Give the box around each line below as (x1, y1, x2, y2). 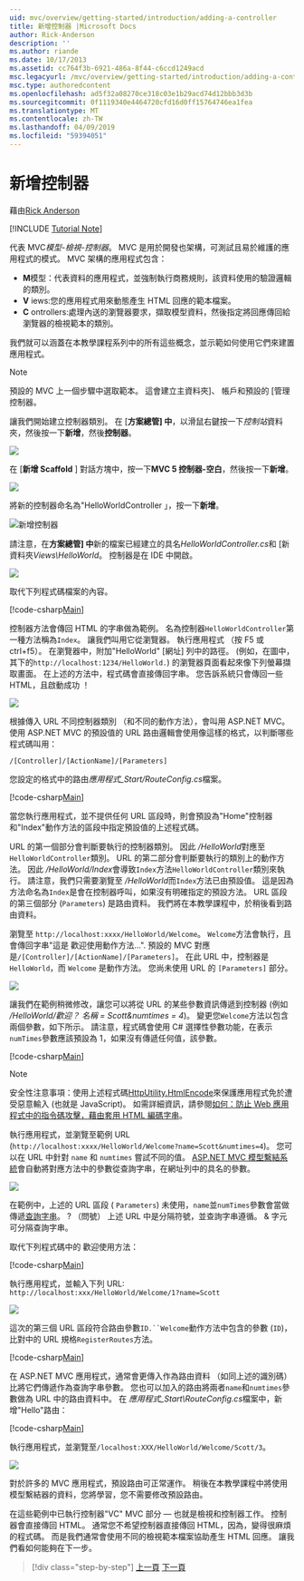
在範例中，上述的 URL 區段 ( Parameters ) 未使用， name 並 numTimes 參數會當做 (9, 1199, 290, 1210)
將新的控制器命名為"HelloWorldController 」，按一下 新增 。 (9, 500, 224, 511)
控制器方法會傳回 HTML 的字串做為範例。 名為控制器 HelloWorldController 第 (9, 622, 295, 633)
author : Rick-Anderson (9, 30, 95, 39)
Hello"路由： (21, 1404, 68, 1415)
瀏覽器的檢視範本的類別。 (22, 317, 119, 328)
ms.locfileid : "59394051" (9, 132, 107, 141)
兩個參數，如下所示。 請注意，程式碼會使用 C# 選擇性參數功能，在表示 (9, 1021, 273, 1032)
